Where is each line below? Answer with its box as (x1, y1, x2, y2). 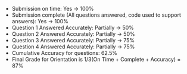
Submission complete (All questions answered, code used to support (11, 11, 182, 18)
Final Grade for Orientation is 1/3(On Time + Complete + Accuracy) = (11, 56, 181, 63)
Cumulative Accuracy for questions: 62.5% (11, 50, 118, 56)
